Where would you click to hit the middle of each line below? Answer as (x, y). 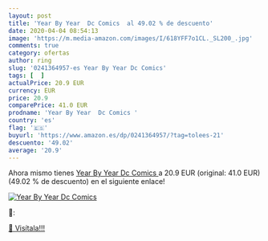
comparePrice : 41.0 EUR (48, 105)
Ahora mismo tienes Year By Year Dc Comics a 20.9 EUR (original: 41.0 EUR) (134, 173)
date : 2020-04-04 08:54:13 (53, 31)
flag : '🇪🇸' (28, 128)
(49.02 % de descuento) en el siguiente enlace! (87, 182)
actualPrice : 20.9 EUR (46, 83)
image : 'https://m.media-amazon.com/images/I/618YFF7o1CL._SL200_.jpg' (130, 38)
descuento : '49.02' (41, 143)
